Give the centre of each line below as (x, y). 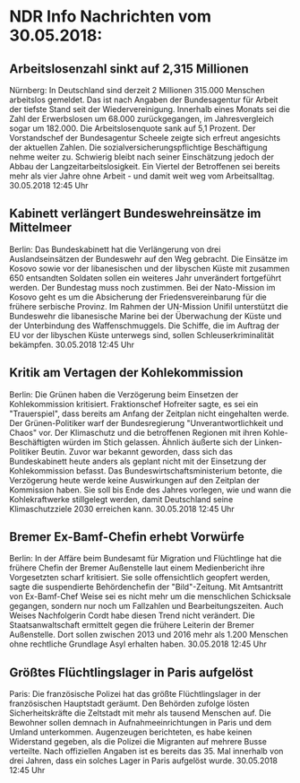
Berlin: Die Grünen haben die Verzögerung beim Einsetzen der (124, 394)
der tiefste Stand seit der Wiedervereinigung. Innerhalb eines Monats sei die (150, 109)
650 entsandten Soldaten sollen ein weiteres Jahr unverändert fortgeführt (146, 278)
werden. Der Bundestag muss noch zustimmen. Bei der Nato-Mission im (142, 287)
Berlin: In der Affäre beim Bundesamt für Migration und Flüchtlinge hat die (146, 559)
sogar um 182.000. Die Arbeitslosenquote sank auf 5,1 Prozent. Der (133, 128)
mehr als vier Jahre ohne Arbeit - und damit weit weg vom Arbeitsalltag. (142, 176)
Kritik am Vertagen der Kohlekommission (126, 373)
